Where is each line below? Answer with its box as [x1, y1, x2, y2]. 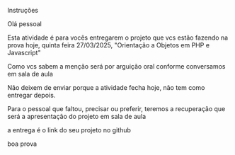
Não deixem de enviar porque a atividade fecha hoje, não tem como [7, 84, 205, 91]
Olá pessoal [7, 20, 42, 28]
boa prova [7, 139, 38, 148]
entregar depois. [7, 91, 56, 99]
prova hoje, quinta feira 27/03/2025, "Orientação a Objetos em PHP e [7, 41, 210, 49]
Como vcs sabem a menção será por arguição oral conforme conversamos [7, 62, 226, 70]
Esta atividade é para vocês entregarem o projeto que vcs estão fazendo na [7, 33, 229, 42]
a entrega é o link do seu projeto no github [7, 126, 131, 134]
